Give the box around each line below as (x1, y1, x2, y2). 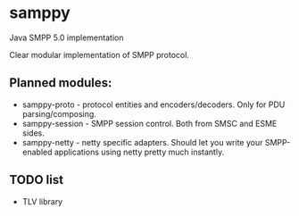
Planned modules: (9, 75, 112, 91)
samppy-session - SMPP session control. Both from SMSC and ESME (21, 118, 278, 129)
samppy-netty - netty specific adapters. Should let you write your (21, 137, 263, 147)
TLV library (21, 195, 63, 207)
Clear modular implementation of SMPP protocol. (9, 49, 190, 60)
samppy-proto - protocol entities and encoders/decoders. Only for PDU (21, 99, 286, 110)
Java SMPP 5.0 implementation (9, 32, 124, 43)
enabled (21, 146, 53, 157)
